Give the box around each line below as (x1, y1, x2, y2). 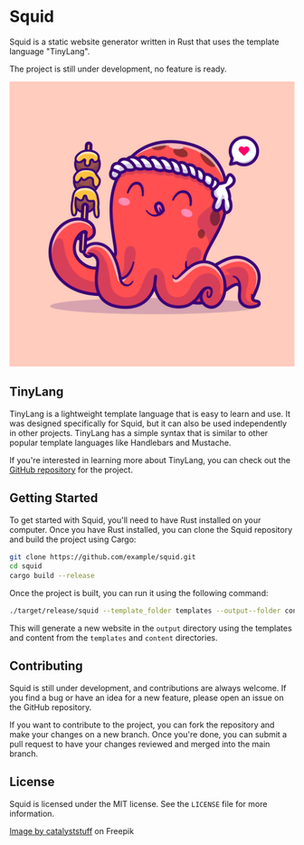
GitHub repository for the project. (9, 464, 134, 475)
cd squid (9, 562, 43, 571)
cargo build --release (9, 572, 95, 581)
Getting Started (9, 490, 99, 506)
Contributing (9, 659, 83, 674)
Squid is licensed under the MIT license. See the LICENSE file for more (9, 798, 268, 809)
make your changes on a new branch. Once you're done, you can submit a (9, 728, 288, 739)
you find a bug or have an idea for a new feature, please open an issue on (9, 692, 285, 703)
